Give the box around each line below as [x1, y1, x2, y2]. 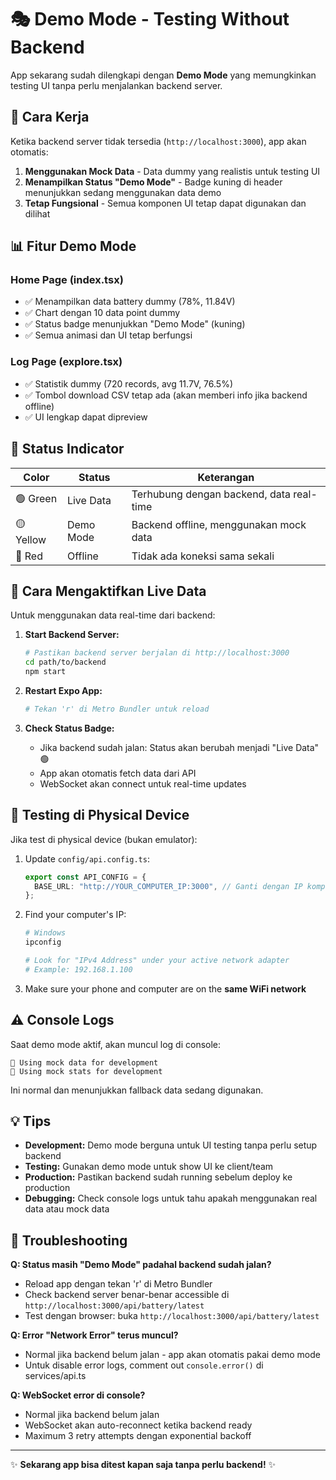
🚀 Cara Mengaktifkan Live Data [10, 582, 207, 600]
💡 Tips [10, 1113, 52, 1130]
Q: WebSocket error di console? [10, 1389, 146, 1401]
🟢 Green [15, 492, 58, 506]
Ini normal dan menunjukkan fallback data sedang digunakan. [10, 1084, 264, 1096]
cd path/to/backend [24, 657, 107, 668]
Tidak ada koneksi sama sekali [131, 549, 275, 563]
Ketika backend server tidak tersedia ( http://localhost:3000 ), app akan [10, 135, 307, 147]
